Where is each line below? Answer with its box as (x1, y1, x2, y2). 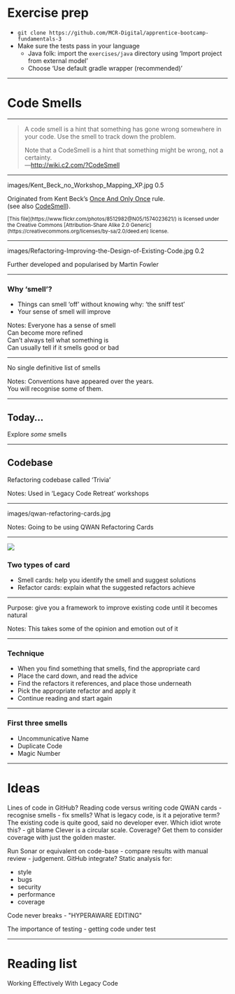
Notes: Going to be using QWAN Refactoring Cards (7, 523, 154, 531)
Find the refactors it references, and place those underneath (17, 679, 192, 688)
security (17, 883, 42, 891)
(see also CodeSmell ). (7, 202, 71, 210)
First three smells (7, 718, 68, 728)
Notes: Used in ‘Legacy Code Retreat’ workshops (7, 489, 149, 497)
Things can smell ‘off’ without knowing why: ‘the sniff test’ (17, 300, 185, 309)
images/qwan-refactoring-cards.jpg (7, 509, 111, 518)
